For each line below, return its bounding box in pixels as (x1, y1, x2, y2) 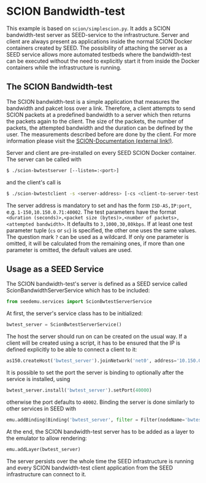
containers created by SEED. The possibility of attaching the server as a (6, 44, 188, 52)
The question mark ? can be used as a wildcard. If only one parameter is (6, 233, 189, 240)
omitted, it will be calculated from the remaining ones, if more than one (6, 240, 185, 247)
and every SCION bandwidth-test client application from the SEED (6, 464, 174, 471)
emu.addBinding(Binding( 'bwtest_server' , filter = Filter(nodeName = (6, 417, 185, 423)
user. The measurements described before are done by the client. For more (6, 130, 196, 138)
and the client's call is (6, 178, 61, 186)
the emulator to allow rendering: (6, 434, 87, 442)
